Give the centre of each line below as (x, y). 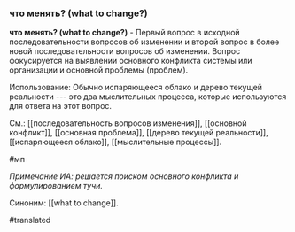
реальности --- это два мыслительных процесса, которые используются (148, 97)
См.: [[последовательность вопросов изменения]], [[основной (128, 123)
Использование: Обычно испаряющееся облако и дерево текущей (136, 88)
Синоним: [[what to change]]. (64, 203)
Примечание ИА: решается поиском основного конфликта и (124, 176)
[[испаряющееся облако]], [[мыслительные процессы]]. (116, 142)
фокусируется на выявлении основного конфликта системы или (131, 61)
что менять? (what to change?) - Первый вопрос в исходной (125, 33)
